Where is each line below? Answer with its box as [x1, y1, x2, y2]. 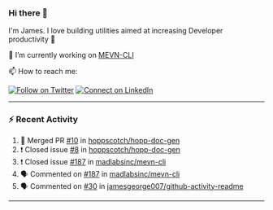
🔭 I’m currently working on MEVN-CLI [8, 50, 134, 60]
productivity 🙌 [8, 34, 55, 44]
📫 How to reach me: [8, 67, 78, 77]
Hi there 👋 [8, 7, 49, 19]
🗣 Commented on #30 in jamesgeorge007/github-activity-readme [19, 181, 244, 190]
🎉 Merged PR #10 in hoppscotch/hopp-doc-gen [19, 135, 180, 145]
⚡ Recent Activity [8, 114, 79, 125]
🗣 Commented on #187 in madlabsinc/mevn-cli [19, 168, 180, 178]
